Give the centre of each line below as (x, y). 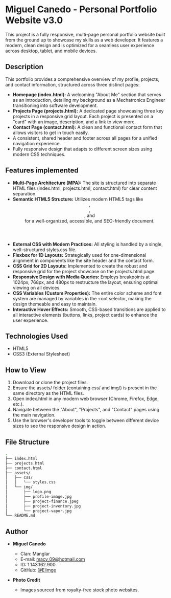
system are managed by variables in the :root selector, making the (82, 298)
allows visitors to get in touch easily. (51, 132)
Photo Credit (26, 580)
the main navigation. (34, 415)
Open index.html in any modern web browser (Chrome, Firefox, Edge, (86, 399)
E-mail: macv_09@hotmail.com (53, 559)
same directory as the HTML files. (48, 393)
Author (17, 531)
